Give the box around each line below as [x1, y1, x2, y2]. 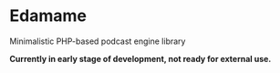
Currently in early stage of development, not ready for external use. [9, 53, 272, 64]
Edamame [9, 5, 87, 26]
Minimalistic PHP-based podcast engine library [9, 36, 186, 47]
